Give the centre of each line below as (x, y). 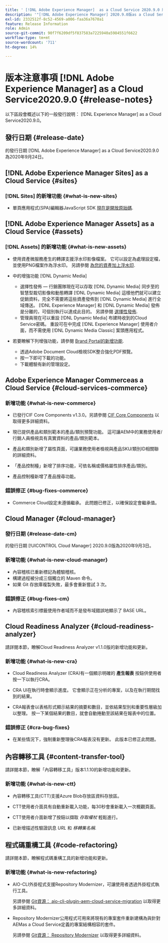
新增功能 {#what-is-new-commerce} (50, 403)
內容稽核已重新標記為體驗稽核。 (45, 572)
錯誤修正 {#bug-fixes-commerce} (47, 491)
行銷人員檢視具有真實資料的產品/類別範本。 (57, 438)
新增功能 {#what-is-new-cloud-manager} (56, 560)
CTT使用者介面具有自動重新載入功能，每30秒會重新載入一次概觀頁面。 (85, 806)
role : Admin (17, 29)
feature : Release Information (37, 24)
